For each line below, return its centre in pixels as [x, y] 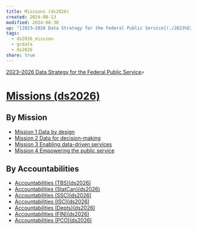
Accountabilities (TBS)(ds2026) [53, 183]
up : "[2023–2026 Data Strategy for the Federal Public [74, 28]
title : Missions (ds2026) [38, 11]
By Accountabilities [43, 169]
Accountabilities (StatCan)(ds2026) [57, 189]
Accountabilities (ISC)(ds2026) [52, 202]
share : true [21, 55]
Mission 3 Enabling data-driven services [63, 144]
